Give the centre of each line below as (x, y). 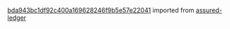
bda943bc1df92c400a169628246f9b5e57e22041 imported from (101, 10)
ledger (17, 18)
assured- (209, 10)
